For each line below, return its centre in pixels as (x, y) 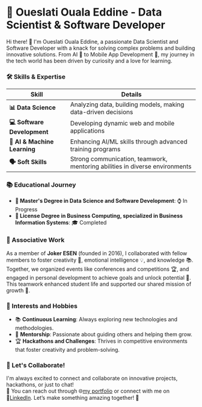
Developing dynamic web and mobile (122, 123)
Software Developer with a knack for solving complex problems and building (101, 48)
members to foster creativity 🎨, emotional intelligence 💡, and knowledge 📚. (100, 260)
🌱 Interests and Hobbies (42, 306)
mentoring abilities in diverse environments (131, 166)
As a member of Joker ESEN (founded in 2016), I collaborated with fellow (97, 253)
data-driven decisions (102, 112)
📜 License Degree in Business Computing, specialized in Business (99, 216)
